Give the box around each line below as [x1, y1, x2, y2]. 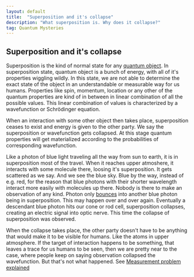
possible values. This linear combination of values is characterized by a [6, 100, 178, 107]
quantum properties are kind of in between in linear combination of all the [6, 93, 183, 100]
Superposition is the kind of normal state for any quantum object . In [6, 62, 169, 69]
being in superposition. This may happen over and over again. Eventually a [6, 197, 186, 204]
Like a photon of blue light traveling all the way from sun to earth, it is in [6, 153, 178, 160]
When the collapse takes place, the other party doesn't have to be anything [6, 227, 188, 234]
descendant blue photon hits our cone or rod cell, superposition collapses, [6, 203, 185, 210]
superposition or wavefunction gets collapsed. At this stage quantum [6, 129, 172, 136]
